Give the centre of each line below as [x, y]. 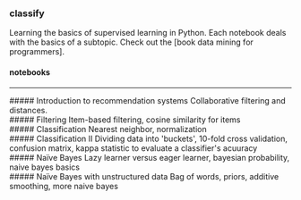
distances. [28, 110]
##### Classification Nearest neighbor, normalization [108, 129]
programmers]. [37, 52]
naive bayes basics [45, 167]
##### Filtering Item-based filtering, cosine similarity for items [125, 120]
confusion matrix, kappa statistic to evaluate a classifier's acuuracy [133, 148]
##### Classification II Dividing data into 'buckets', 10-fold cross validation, [149, 138]
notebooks [30, 72]
